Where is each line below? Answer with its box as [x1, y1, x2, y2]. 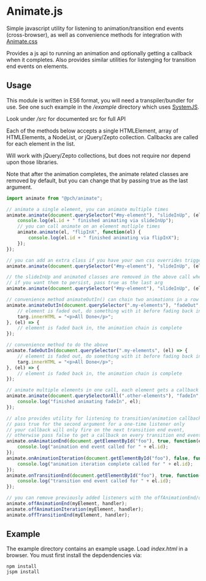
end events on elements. [6, 63, 69, 70]
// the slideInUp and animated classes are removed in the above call [6, 274, 191, 280]
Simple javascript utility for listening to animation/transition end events [6, 25, 184, 32]
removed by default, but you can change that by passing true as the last [6, 177, 188, 184]
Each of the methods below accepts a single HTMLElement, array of [6, 127, 179, 134]
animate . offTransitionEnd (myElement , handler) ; [6, 512, 131, 518]
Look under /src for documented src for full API [6, 115, 126, 122]
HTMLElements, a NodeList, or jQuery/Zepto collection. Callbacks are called [6, 133, 199, 140]
